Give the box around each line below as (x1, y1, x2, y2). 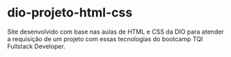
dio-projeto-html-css (7, 5, 133, 21)
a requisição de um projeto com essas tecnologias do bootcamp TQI (7, 34, 203, 43)
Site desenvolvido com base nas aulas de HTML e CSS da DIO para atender (7, 27, 224, 36)
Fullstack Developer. (7, 42, 66, 50)
